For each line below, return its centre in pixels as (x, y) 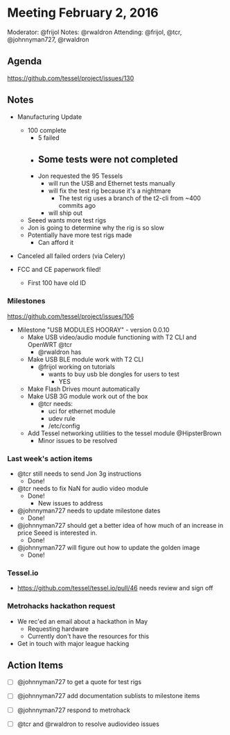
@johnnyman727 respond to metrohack (73, 710)
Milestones (26, 301)
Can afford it (56, 243)
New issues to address (70, 503)
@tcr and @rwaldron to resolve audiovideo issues (88, 724)
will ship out (65, 213)
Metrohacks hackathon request (61, 606)
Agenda (25, 62)
